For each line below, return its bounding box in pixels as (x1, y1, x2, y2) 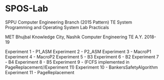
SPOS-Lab (5, 3, 48, 14)
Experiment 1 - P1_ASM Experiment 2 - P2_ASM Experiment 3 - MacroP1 (5, 49, 152, 54)
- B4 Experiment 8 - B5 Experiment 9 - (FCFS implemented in (5, 59, 130, 65)
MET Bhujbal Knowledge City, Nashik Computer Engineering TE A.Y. (5, 34, 143, 40)
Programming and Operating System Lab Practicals (5, 24, 109, 30)
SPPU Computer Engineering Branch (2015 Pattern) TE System (5, 19, 132, 25)
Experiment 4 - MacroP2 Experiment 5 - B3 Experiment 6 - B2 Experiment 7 (5, 53, 159, 59)
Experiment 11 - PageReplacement (5, 69, 75, 75)
